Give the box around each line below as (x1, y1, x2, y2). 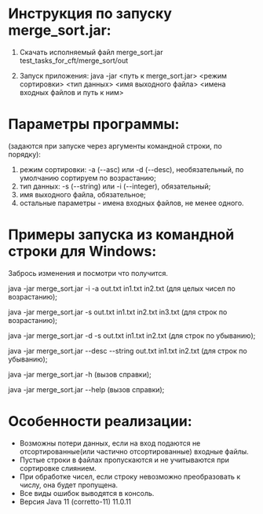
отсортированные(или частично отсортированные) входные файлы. (19, 446, 249, 456)
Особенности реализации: (8, 413, 192, 430)
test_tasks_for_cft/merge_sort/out (19, 56, 129, 65)
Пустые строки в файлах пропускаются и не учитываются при (19, 455, 230, 464)
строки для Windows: (8, 243, 157, 260)
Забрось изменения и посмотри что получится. (8, 268, 169, 277)
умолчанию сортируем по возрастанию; (19, 173, 157, 182)
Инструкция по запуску (8, 5, 173, 23)
